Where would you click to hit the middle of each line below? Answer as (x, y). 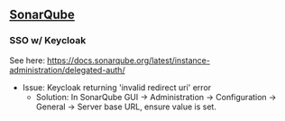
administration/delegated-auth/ (67, 70)
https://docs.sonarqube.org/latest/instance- (128, 60)
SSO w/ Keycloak (48, 41)
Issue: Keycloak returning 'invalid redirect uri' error (117, 87)
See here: (27, 60)
